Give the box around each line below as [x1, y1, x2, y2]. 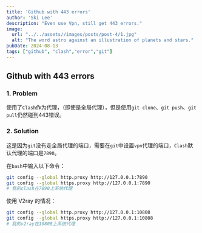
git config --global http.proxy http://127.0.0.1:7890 [6, 174, 148, 180]
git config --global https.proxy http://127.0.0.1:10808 [6, 215, 153, 221]
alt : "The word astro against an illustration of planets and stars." [12, 37, 194, 43]
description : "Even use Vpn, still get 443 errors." [6, 20, 143, 26]
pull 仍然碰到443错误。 [6, 111, 65, 119]
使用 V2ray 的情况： [6, 197, 56, 204]
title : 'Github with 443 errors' [6, 9, 91, 15]
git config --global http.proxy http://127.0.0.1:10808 [6, 209, 150, 216]
